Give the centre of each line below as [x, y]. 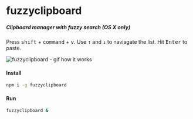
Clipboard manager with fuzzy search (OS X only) [68, 27]
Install [14, 73]
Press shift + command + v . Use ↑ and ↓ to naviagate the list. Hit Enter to [97, 42]
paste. [14, 48]
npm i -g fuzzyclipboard [36, 85]
